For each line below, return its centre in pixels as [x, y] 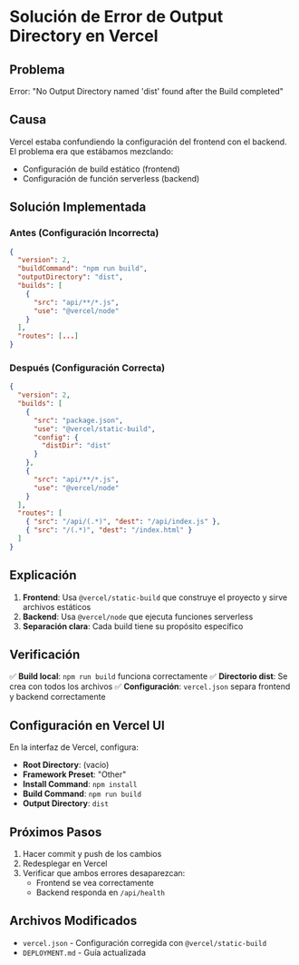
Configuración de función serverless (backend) [111, 178]
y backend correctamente [58, 697]
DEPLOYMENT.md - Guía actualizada [84, 952]
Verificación [45, 655]
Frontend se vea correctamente [95, 883]
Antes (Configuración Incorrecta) [84, 233]
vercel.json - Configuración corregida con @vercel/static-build [145, 942]
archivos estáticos [57, 606]
